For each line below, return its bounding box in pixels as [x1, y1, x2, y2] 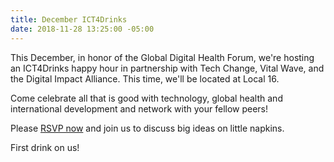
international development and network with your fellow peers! [10, 102, 269, 115]
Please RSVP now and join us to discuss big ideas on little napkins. [10, 122, 285, 134]
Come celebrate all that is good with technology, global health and [10, 92, 283, 104]
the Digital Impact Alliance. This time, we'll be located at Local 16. [10, 72, 280, 85]
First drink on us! [10, 141, 80, 153]
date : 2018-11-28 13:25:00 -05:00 [10, 24, 155, 34]
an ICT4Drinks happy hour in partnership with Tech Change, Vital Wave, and [10, 62, 325, 74]
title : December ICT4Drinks [10, 14, 128, 25]
